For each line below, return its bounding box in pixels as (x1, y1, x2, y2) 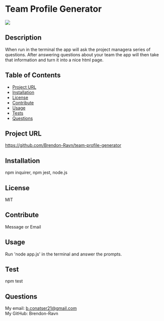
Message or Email (5, 224, 42, 229)
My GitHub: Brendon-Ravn (5, 311, 59, 317)
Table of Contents (5, 71, 61, 79)
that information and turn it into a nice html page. (5, 57, 104, 63)
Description (5, 33, 42, 42)
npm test (5, 278, 23, 284)
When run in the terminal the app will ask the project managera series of (5, 46, 151, 52)
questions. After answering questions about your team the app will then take (5, 51, 159, 57)
